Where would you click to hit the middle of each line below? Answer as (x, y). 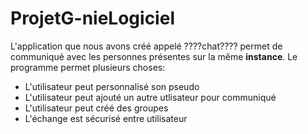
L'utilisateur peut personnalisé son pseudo (112, 86)
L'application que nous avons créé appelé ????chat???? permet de (146, 46)
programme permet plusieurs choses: (88, 67)
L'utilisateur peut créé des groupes (96, 108)
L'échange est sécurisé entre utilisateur (106, 118)
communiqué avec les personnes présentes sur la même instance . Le (154, 56)
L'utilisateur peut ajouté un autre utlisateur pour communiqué (150, 97)
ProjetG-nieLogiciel (92, 18)
